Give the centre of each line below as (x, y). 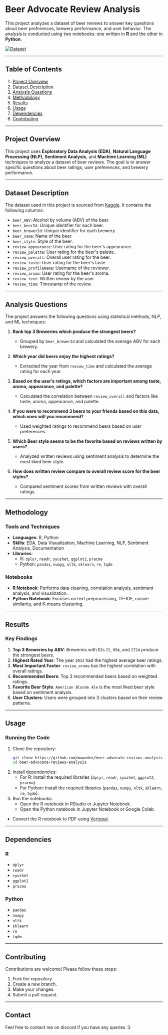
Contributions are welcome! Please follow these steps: (61, 969)
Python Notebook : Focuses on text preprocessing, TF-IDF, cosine (80, 599)
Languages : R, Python (35, 537)
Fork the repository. (33, 979)
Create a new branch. (35, 984)
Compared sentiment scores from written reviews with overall (83, 486)
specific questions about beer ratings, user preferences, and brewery (77, 167)
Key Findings (21, 639)
